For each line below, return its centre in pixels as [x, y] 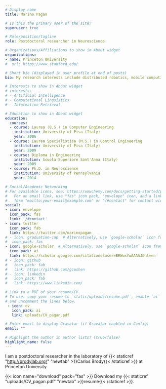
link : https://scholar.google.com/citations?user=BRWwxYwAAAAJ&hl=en [83, 256]
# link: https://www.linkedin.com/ [44, 283]
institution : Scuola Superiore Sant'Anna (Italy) [66, 159]
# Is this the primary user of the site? [48, 23]
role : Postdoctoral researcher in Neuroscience [55, 41]
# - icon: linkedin [25, 274]
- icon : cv [18, 306]
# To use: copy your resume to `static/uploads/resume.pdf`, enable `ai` [83, 297]
